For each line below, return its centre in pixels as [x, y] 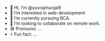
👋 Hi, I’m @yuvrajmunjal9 [35, 8]
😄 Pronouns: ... [26, 29]
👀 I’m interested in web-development [48, 13]
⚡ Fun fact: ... [23, 34]
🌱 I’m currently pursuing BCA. [40, 18]
